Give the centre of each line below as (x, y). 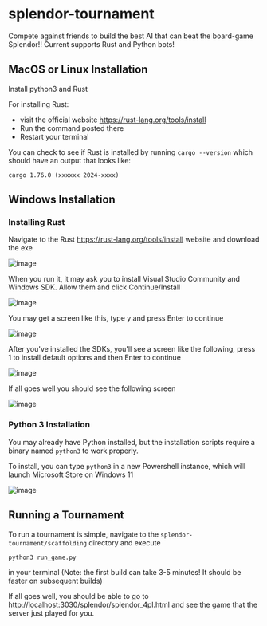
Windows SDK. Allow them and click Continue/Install (94, 287)
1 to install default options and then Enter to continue (95, 358)
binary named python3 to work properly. (73, 451)
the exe (21, 248)
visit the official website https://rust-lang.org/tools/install (113, 120)
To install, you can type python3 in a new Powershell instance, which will (127, 466)
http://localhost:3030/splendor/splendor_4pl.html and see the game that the (133, 604)
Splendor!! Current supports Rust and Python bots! (92, 44)
